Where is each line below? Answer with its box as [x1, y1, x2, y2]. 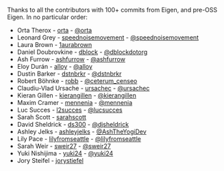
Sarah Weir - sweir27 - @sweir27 [16, 142, 111, 150]
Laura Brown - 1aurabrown [16, 41, 92, 48]
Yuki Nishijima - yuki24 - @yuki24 [16, 149, 114, 157]
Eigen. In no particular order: [7, 13, 88, 21]
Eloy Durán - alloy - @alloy [16, 63, 92, 70]
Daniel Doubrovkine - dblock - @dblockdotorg [16, 48, 148, 56]
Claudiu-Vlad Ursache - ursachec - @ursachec [16, 84, 150, 92]
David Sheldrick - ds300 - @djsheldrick [16, 121, 129, 128]
